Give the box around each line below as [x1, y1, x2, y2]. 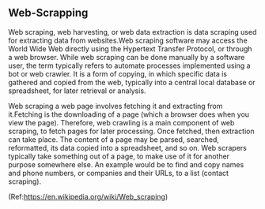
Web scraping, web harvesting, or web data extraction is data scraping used [8, 27, 257, 36]
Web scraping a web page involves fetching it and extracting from [8, 101, 223, 110]
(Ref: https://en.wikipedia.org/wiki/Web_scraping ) [8, 192, 168, 201]
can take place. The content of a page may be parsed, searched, [8, 134, 220, 144]
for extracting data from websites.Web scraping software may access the [8, 35, 248, 45]
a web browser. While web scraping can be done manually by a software [8, 52, 245, 62]
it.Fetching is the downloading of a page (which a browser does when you [8, 110, 250, 119]
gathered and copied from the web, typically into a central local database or [8, 77, 256, 87]
